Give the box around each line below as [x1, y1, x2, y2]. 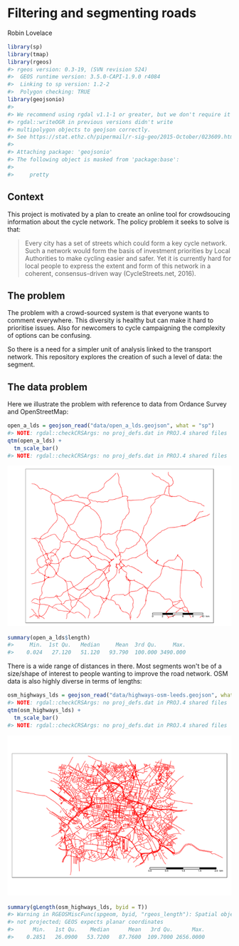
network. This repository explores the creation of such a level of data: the [7, 353, 223, 361]
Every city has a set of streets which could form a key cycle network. [24, 239, 228, 247]
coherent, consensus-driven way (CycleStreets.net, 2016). [24, 269, 197, 277]
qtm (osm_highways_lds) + [7, 706, 81, 714]
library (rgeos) [7, 58, 53, 66]
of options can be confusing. [7, 331, 92, 340]
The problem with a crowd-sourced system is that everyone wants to [7, 309, 210, 317]
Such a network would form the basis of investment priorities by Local [24, 246, 231, 255]
